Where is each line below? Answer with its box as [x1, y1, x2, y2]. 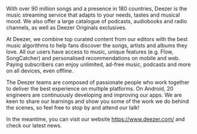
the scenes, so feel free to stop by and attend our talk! [6, 104, 140, 111]
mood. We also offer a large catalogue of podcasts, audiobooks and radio [6, 18, 187, 24]
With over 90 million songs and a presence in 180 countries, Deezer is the [6, 5, 187, 12]
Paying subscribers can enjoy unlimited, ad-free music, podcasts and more [6, 61, 191, 68]
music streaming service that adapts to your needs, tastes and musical [6, 11, 180, 18]
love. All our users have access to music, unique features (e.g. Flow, [6, 48, 174, 55]
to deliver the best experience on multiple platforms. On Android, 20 [6, 85, 174, 92]
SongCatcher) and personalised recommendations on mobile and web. [6, 55, 180, 61]
